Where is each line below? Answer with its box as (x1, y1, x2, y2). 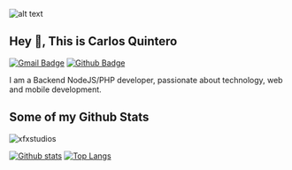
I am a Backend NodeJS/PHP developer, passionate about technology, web (9, 74, 283, 85)
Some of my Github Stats (9, 110, 150, 125)
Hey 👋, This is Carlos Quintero (9, 34, 178, 49)
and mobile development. (9, 84, 102, 95)
